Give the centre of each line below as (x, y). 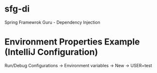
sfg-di (17, 9)
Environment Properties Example (72, 42)
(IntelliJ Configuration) (51, 52)
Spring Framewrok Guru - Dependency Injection (52, 22)
